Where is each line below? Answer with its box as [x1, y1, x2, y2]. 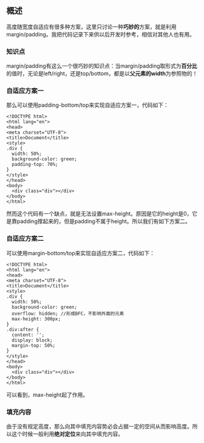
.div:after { [6, 326, 39, 332]
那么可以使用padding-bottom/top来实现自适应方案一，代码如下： [6, 101, 169, 109]
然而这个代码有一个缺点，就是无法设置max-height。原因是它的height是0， [6, 210, 192, 218]
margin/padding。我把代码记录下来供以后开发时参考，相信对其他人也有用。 [6, 30, 195, 38]
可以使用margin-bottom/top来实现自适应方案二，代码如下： [6, 249, 155, 256]
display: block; [12, 337, 53, 343]
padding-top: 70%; [12, 162, 59, 168]
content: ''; [12, 332, 45, 338]
